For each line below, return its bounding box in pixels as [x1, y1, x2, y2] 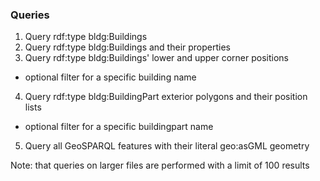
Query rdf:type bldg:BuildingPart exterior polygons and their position [24, 91, 308, 103]
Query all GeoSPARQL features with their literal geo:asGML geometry [24, 140, 310, 152]
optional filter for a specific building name [24, 71, 197, 83]
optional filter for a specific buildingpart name [24, 121, 214, 133]
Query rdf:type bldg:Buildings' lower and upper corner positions [24, 52, 290, 64]
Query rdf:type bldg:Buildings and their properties [24, 41, 231, 53]
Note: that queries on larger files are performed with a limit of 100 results [10, 159, 310, 172]
